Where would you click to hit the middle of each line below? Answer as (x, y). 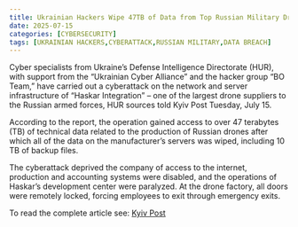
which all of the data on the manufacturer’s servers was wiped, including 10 (147, 141)
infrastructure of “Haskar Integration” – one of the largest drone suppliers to (148, 96)
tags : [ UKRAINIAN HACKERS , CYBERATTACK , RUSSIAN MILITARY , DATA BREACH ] (141, 42)
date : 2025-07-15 (41, 26)
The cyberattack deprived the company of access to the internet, (128, 168)
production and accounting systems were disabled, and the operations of (143, 177)
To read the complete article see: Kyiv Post (87, 213)
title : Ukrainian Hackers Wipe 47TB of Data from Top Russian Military (144, 17)
